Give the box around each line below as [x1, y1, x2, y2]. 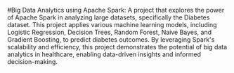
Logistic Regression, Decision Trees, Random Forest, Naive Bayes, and [7, 28, 212, 36]
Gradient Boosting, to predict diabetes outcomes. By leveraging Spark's [7, 35, 215, 44]
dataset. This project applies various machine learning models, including [7, 21, 217, 29]
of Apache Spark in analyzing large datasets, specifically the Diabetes [7, 13, 210, 22]
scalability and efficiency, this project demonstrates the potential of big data [7, 43, 228, 51]
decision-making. [7, 58, 58, 65]
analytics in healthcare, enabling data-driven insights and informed [7, 50, 202, 58]
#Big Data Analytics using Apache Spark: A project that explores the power [7, 6, 225, 14]
